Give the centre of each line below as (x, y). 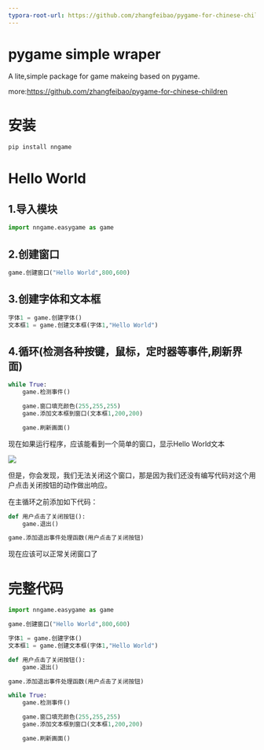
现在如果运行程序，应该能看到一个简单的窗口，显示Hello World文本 (117, 444)
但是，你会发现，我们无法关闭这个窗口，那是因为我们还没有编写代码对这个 (128, 475)
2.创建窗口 (34, 254)
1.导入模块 (33, 209)
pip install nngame (40, 147)
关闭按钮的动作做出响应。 (70, 485)
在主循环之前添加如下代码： (53, 501)
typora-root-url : (37, 15)
